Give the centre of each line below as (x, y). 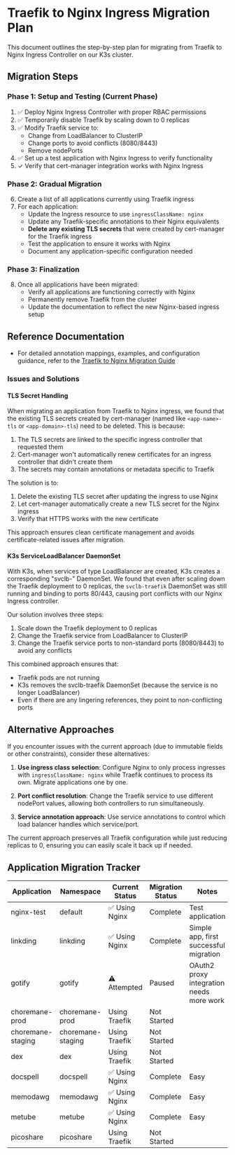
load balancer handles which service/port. (78, 824)
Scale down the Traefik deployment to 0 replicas (87, 628)
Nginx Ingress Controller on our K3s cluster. (70, 55)
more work (207, 1000)
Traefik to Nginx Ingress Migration (109, 13)
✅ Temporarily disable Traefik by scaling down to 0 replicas (104, 120)
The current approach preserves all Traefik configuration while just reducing (117, 838)
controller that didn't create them (65, 462)
